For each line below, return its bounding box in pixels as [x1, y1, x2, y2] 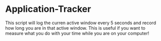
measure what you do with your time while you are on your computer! [5, 30, 149, 36]
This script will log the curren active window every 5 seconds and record [5, 20, 156, 26]
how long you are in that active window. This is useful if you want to [5, 25, 146, 31]
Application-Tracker [5, 3, 92, 15]
